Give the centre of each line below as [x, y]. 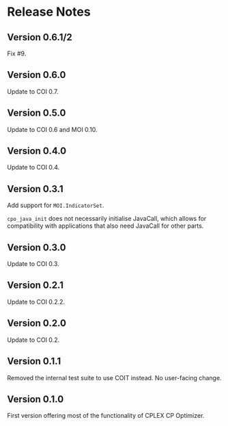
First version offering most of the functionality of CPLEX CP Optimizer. [106, 416]
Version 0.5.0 [37, 113]
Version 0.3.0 [37, 247]
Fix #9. [17, 53]
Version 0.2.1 [35, 285]
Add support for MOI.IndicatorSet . [56, 205]
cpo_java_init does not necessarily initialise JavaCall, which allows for [107, 219]
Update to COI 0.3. [33, 264]
